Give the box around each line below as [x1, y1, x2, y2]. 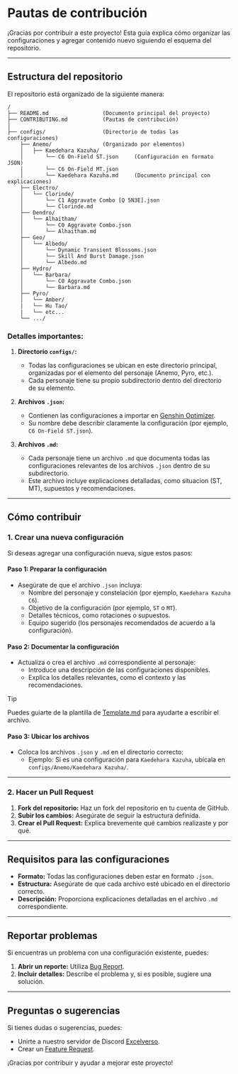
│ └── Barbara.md [20, 283, 91, 291]
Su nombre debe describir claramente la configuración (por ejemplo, [28, 419, 229, 428]
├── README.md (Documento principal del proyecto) [7, 109, 211, 116]
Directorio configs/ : [17, 347, 77, 356]
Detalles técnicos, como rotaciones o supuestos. [28, 611, 171, 619]
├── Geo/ [20, 234, 46, 241]
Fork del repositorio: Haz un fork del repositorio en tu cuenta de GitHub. [17, 803, 230, 812]
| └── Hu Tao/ [20, 302, 69, 310]
